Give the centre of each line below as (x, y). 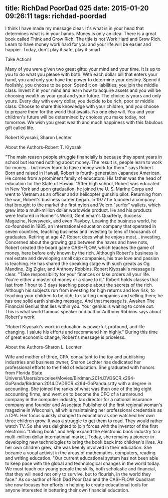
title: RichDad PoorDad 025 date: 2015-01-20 (77, 8)
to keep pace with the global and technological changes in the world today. (83, 463)
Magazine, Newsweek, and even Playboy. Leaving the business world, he (81, 221)
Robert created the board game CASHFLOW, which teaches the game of (80, 247)
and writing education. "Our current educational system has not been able (82, 458)
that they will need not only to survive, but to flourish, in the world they (78, 474)
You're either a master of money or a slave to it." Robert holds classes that (82, 279)
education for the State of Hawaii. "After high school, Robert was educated (82, 183)
